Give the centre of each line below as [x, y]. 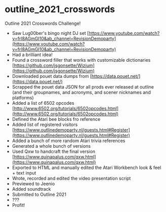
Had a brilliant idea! [32, 55]
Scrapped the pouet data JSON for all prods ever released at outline [83, 87]
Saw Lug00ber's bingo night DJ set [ [50, 33]
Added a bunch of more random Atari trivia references [69, 141]
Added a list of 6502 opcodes [43, 103]
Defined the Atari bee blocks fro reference [56, 119]
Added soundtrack [31, 189]
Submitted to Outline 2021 [39, 194]
